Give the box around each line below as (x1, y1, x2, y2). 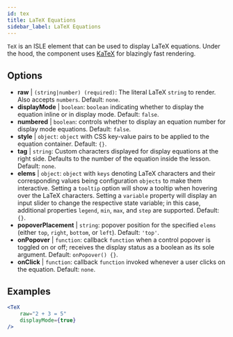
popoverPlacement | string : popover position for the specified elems (17, 221, 216, 229)
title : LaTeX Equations (7, 17, 77, 24)
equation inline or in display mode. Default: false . (17, 110, 159, 119)
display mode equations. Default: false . (17, 125, 131, 133)
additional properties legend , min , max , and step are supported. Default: (17, 206, 220, 215)
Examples (7, 286, 51, 297)
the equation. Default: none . (17, 265, 96, 274)
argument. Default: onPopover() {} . (17, 251, 118, 259)
